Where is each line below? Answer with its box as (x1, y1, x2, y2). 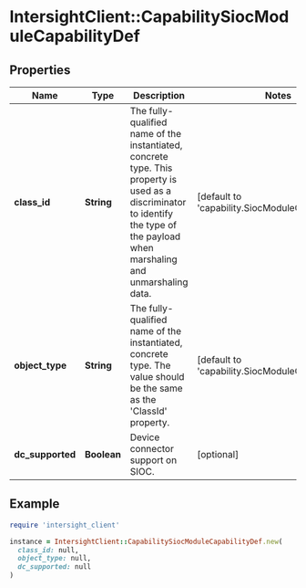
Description (133, 89, 185, 101)
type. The (129, 359, 171, 372)
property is (129, 173, 178, 185)
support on (129, 454, 178, 467)
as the (129, 394, 157, 405)
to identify (129, 207, 174, 220)
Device (129, 431, 160, 444)
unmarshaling (129, 276, 189, 289)
